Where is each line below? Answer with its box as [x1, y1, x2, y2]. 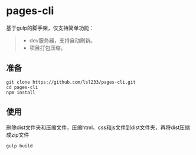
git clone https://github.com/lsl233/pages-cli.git [6, 79, 136, 85]
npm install [6, 90, 35, 95]
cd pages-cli [6, 84, 38, 90]
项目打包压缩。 [29, 44, 66, 51]
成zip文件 [6, 131, 30, 138]
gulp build [6, 143, 33, 149]
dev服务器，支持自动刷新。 [29, 37, 96, 44]
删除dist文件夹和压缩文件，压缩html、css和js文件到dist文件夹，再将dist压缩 [6, 124, 190, 131]
